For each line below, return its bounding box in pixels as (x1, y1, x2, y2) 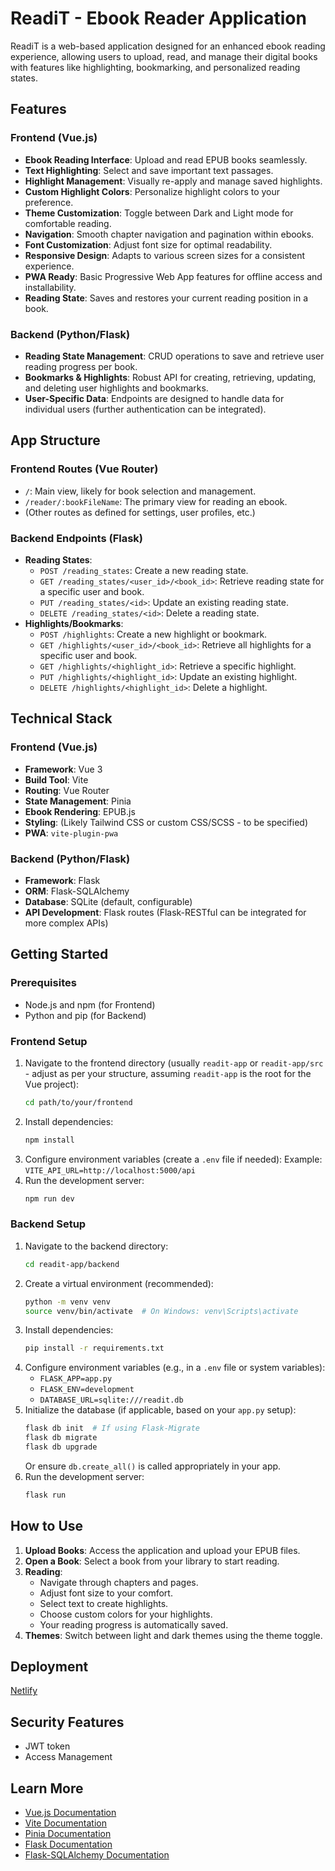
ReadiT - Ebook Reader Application (10, 7, 307, 30)
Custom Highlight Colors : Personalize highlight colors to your (24, 185, 281, 197)
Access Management (24, 1751, 113, 1763)
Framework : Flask (24, 874, 101, 886)
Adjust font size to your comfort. (39, 1587, 173, 1599)
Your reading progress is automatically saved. (39, 1618, 229, 1631)
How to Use (10, 1518, 84, 1535)
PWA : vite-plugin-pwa (24, 827, 119, 839)
